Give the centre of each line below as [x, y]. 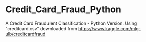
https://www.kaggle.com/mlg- [110, 28]
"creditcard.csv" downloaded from [41, 28]
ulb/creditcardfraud [26, 34]
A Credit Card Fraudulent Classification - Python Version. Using [71, 23]
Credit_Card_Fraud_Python [63, 9]
